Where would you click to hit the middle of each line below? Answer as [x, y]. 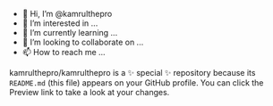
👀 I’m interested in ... [60, 23]
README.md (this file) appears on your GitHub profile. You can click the [136, 83]
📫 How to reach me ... [64, 52]
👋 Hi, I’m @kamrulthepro [67, 14]
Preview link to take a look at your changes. [90, 92]
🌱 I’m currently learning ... [70, 33]
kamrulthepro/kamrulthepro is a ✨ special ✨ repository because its [132, 73]
